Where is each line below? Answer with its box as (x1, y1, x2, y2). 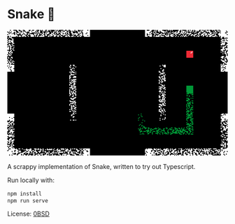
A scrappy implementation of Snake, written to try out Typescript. (7, 162, 196, 170)
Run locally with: (7, 176, 55, 184)
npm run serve (7, 197, 49, 204)
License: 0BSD (7, 209, 50, 218)
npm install (7, 190, 42, 197)
